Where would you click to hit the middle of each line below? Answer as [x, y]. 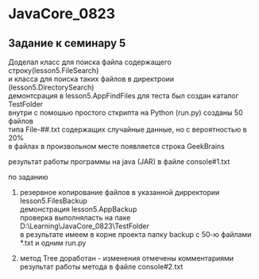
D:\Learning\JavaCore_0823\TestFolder [84, 226]
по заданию [29, 177]
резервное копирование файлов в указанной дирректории [120, 192]
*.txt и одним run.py [53, 243]
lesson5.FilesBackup [53, 201]
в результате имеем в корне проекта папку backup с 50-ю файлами [135, 234]
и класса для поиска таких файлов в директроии [91, 79]
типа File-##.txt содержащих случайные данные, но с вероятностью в [128, 129]
